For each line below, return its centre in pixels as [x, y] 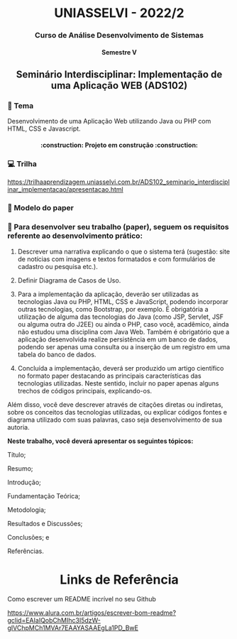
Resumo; [20, 468]
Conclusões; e [28, 537]
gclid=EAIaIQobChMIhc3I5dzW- [54, 621]
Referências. [26, 551]
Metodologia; [27, 510]
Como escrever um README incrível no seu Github [82, 599]
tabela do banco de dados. [57, 354]
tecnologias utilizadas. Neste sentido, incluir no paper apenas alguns [118, 383]
